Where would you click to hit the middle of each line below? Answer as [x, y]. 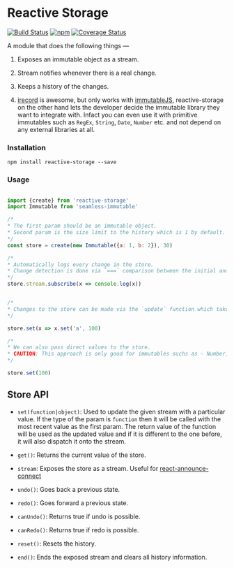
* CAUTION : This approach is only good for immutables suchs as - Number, [118, 354]
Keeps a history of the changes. [63, 86]
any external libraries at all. [56, 129]
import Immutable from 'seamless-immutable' [73, 207]
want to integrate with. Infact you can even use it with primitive [107, 115]
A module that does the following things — [68, 45]
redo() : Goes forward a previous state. [73, 503]
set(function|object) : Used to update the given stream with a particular [121, 412]
